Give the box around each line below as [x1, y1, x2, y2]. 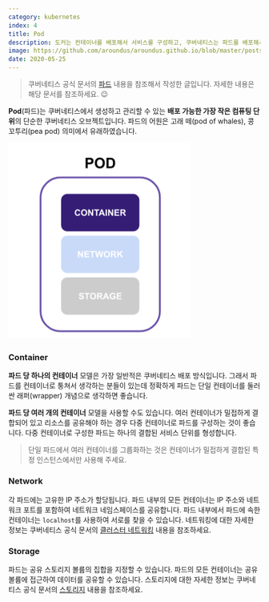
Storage [8, 545, 40, 556]
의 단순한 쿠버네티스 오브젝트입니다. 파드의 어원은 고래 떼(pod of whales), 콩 [14, 116, 255, 126]
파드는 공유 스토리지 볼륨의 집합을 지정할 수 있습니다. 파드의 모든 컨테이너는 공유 [8, 564, 259, 574]
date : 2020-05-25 [8, 55, 66, 63]
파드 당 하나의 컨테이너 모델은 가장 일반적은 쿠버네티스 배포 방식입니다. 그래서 [8, 371, 249, 381]
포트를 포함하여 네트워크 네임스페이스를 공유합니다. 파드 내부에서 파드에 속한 [22, 505, 261, 515]
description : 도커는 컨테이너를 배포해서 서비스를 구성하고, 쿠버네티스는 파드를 [8, 38, 239, 46]
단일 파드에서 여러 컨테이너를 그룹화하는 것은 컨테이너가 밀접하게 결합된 [27, 445, 251, 455]
